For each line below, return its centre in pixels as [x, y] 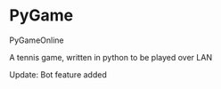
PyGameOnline [37, 40]
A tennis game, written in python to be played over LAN [110, 57]
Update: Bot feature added [58, 74]
